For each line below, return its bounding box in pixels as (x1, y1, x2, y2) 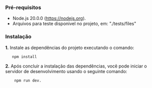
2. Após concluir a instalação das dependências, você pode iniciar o (5, 63, 147, 69)
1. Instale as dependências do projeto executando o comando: (5, 44, 134, 50)
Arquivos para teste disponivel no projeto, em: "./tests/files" (12, 20, 137, 26)
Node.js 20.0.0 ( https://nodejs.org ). (12, 15, 86, 21)
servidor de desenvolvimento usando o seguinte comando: (5, 68, 127, 74)
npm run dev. (14, 78, 42, 83)
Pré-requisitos (5, 4, 41, 11)
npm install (12, 54, 37, 59)
